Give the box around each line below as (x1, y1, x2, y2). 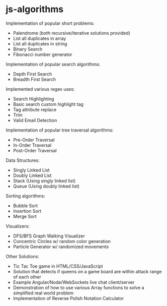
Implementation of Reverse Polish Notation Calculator (13, 295, 124, 301)
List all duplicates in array (13, 35, 66, 41)
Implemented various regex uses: (6, 86, 75, 92)
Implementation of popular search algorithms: (6, 61, 101, 67)
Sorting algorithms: (6, 193, 46, 199)
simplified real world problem (13, 290, 74, 296)
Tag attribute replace (13, 106, 57, 112)
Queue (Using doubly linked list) (13, 183, 80, 189)
